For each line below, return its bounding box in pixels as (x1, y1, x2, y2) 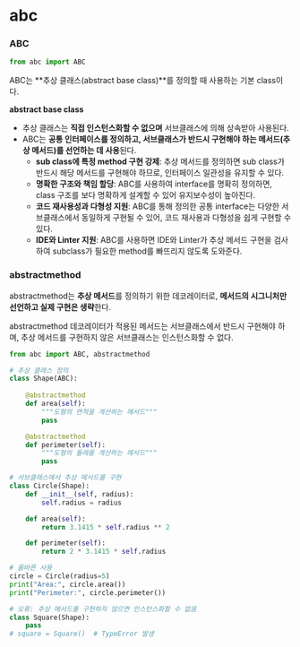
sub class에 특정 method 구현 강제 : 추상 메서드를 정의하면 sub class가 (35, 156, 285, 167)
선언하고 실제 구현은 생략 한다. (9, 301, 112, 312)
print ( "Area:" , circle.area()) (9, 580, 126, 589)
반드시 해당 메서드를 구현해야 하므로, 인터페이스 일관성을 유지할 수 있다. (35, 168, 285, 178)
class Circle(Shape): (9, 481, 90, 491)
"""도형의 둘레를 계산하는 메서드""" (41, 449, 158, 458)
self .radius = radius (41, 498, 123, 507)
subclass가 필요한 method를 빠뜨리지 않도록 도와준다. (52, 246, 243, 256)
